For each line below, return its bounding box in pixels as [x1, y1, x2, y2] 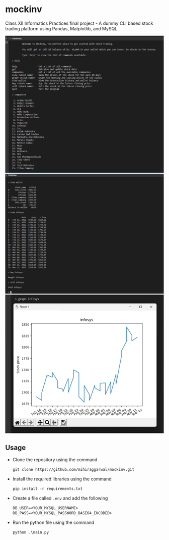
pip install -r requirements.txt [12, 486, 83, 492]
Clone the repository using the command [12, 457, 98, 463]
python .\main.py [12, 530, 49, 535]
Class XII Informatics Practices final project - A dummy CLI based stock [5, 20, 153, 26]
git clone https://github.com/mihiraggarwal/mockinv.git [12, 467, 135, 472]
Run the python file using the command [12, 519, 95, 526]
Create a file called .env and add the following [12, 495, 108, 501]
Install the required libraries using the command [12, 476, 112, 482]
